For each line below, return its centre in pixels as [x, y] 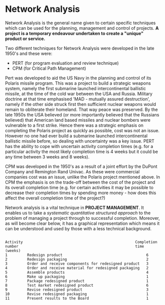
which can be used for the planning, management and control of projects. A [82, 28]
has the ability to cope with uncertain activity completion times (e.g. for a [79, 146]
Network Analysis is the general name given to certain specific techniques [81, 23]
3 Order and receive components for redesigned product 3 [77, 263]
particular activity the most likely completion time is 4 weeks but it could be [82, 152]
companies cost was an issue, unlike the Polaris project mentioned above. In [82, 177]
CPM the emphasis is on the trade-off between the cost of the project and [80, 182]
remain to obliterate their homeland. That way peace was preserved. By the [82, 109]
